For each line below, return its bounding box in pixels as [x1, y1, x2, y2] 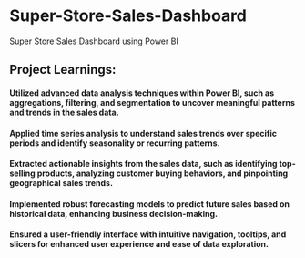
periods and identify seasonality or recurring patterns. [9, 138, 220, 149]
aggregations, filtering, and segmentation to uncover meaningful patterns [9, 97, 296, 108]
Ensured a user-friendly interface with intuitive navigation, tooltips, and [9, 229, 287, 240]
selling [9, 168, 36, 179]
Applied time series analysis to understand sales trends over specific [9, 128, 278, 139]
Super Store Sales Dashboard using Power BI [9, 36, 179, 46]
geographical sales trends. [9, 178, 114, 189]
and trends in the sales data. [9, 107, 120, 118]
